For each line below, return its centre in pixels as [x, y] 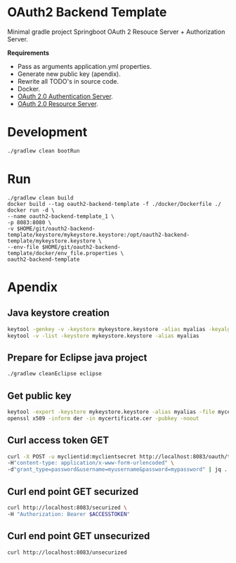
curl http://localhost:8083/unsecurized [67, 552]
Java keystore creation [59, 313]
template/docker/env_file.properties [63, 253]
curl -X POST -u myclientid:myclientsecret [72, 457]
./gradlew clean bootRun [44, 151]
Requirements [28, 53]
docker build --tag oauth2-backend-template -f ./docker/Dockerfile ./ [114, 204]
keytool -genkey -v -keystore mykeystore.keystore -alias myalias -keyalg [119, 329]
